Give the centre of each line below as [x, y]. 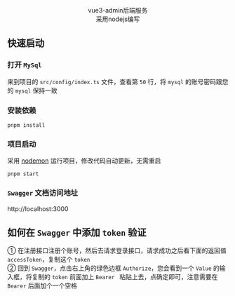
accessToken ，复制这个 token [49, 260]
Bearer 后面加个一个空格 [42, 285]
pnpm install [26, 125]
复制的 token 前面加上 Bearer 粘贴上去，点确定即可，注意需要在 [125, 277]
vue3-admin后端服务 [118, 10]
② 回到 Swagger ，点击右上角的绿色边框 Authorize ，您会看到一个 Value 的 [113, 268]
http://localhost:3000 [38, 208]
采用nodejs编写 [118, 19]
